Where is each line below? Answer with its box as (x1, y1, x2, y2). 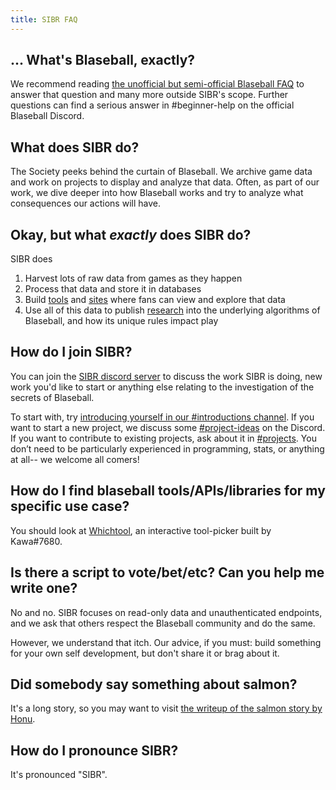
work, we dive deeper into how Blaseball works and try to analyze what (10, 187, 304, 199)
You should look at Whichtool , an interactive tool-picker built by (10, 524, 272, 536)
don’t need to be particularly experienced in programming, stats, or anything (10, 442, 325, 455)
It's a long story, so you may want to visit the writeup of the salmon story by (10, 702, 323, 715)
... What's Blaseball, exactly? (10, 52, 196, 69)
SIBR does (10, 253, 53, 265)
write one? (10, 580, 78, 597)
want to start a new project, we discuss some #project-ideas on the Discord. (10, 421, 326, 433)
